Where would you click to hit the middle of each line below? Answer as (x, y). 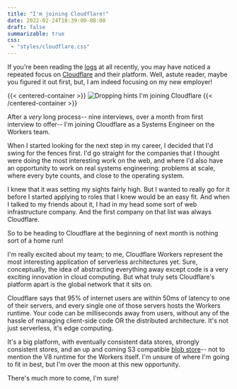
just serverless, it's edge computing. (60, 328)
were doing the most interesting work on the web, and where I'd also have (115, 161)
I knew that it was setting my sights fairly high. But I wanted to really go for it (118, 189)
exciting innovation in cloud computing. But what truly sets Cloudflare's (111, 277)
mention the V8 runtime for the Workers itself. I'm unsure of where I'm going (118, 357)
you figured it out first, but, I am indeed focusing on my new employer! (110, 82)
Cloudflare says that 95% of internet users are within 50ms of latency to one (119, 298)
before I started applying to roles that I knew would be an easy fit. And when (118, 197)
